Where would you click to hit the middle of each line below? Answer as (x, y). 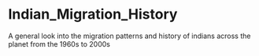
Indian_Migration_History (93, 14)
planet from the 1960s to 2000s (59, 44)
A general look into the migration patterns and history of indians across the (129, 36)
